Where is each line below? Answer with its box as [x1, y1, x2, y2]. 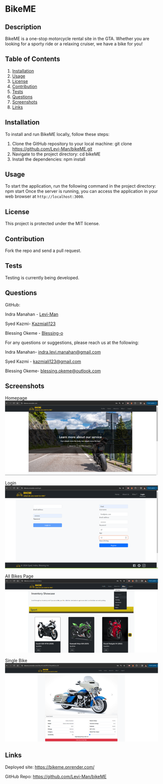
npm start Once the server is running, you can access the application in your [5, 189, 158, 194]
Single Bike [5, 658, 28, 664]
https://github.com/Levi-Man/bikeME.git [12, 146, 93, 152]
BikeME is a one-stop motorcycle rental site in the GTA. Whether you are [5, 36, 149, 41]
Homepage [5, 395, 28, 401]
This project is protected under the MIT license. [5, 221, 100, 227]
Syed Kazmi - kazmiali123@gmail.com [5, 358, 81, 364]
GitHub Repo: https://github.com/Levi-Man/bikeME [5, 773, 107, 779]
